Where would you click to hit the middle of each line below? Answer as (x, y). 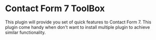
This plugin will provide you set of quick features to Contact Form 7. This (78, 22)
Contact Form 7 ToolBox (55, 9)
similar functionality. (26, 32)
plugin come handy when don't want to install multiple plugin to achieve (78, 27)
